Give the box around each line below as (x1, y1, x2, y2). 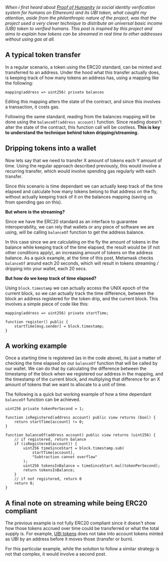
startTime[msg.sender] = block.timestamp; (14, 323, 104, 329)
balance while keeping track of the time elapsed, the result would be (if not (5, 244, 160, 250)
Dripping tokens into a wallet (5, 144, 97, 152)
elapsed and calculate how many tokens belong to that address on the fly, (5, 188, 158, 195)
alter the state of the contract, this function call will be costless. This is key (5, 124, 160, 130)
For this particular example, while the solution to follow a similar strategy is (5, 546, 159, 552)
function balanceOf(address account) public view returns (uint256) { (5, 433, 156, 438)
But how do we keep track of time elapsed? (5, 275, 97, 281)
